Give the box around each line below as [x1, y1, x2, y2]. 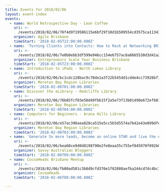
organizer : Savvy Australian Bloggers [14, 148, 93, 153]
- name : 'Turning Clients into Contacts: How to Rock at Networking [9, 43, 152, 48]
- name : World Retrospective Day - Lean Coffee [9, 21, 108, 26]
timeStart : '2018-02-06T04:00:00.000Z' [14, 107, 95, 112]
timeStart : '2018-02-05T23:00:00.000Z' [14, 62, 95, 66]
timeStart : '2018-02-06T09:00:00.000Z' [14, 152, 95, 157]
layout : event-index [5, 12, 47, 17]
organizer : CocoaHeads [14, 171, 60, 176]
